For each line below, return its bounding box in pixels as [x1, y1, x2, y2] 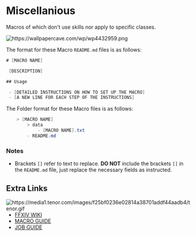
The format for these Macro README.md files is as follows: [6, 46, 142, 53]
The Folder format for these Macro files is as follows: [6, 105, 133, 112]
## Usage [6, 78, 27, 84]
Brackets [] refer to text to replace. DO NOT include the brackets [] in [14, 160, 184, 167]
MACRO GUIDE [14, 217, 51, 224]
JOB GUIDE [14, 224, 43, 231]
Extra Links [6, 183, 48, 193]
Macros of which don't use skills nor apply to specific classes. [6, 23, 156, 30]
